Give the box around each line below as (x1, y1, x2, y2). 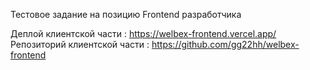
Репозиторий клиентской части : (10, 39, 150, 50)
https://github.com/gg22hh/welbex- (151, 39, 300, 50)
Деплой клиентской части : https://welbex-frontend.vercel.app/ (10, 28, 277, 39)
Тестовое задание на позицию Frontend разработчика (10, 9, 242, 20)
